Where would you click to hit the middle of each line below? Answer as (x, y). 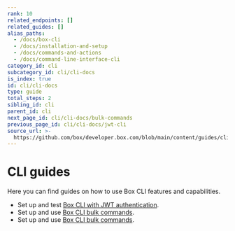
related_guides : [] (36, 27)
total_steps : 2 (29, 99)
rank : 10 (20, 14)
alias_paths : (26, 33)
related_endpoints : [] (40, 20)
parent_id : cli (29, 111)
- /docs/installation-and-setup (61, 46)
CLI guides (39, 172)
